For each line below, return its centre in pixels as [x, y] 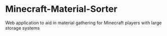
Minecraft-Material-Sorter [61, 9]
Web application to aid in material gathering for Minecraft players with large [83, 23]
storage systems [22, 28]
